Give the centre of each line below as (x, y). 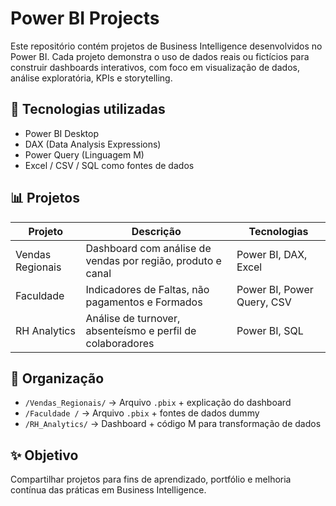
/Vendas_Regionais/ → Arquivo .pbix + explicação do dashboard (158, 403)
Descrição (156, 231)
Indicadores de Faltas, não (147, 289)
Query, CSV (264, 302)
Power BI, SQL (270, 330)
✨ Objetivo (44, 455)
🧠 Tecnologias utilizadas (88, 109)
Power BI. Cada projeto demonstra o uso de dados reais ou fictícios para (160, 56)
